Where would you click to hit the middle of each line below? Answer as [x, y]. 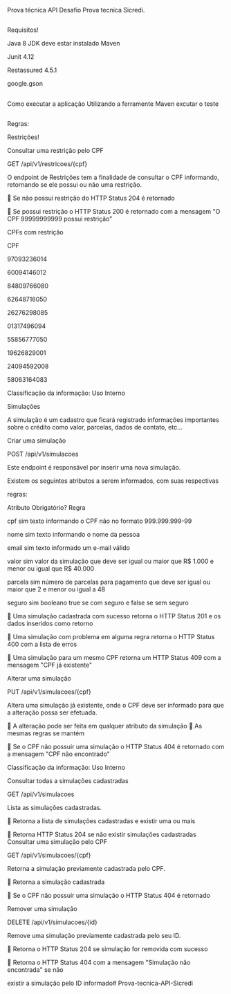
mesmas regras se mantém [46, 733]
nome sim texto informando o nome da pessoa [74, 535]
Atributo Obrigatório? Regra [46, 508]
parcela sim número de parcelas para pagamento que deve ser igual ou [109, 582]
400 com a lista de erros [42, 644]
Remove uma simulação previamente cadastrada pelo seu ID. [94, 936]
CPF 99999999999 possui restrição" [60, 219]
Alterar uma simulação [39, 679]
